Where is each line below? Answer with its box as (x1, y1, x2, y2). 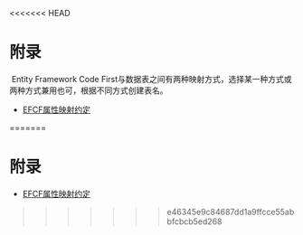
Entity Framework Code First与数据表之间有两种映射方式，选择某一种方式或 (11, 73, 292, 84)
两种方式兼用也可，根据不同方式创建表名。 (9, 85, 168, 96)
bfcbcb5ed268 (166, 216, 223, 227)
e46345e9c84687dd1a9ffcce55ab (166, 206, 295, 217)
